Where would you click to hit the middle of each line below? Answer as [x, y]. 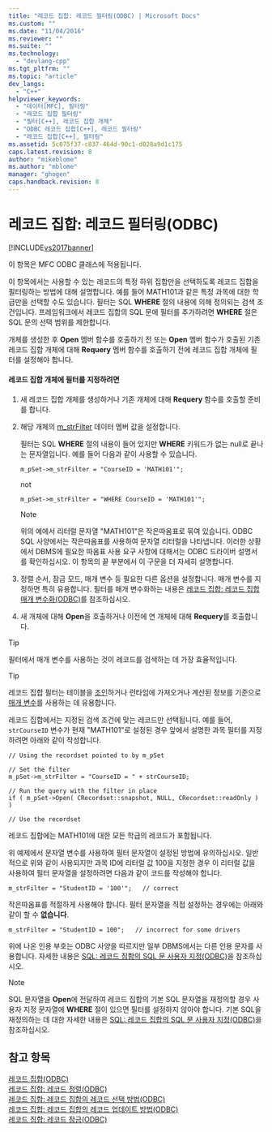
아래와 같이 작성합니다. [66, 740]
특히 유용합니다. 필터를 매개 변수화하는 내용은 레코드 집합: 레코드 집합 [151, 589]
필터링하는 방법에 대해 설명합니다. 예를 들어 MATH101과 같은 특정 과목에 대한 [130, 291]
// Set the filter [39, 770]
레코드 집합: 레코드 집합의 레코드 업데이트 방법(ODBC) [93, 1109]
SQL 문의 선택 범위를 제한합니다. [59, 322]
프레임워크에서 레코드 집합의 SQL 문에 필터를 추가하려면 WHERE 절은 [148, 312]
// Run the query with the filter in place [83, 791]
